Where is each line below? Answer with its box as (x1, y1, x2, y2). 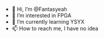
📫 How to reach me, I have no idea (11, 25, 99, 32)
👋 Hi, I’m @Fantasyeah (11, 6, 67, 12)
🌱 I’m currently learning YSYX (11, 18, 85, 25)
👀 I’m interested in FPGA (11, 12, 71, 19)
